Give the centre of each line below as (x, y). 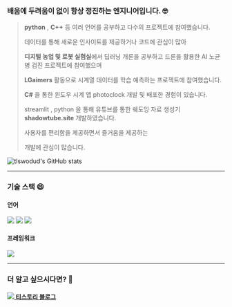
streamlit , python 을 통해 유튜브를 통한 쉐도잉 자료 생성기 (102, 109)
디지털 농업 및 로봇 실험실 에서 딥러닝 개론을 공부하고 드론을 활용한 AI (116, 57)
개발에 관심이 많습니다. (55, 147)
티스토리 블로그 (36, 297)
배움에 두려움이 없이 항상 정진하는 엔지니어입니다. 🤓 (88, 10)
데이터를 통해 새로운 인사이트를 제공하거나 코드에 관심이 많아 (105, 42)
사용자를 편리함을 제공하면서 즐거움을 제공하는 (86, 133)
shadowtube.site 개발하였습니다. (70, 118)
